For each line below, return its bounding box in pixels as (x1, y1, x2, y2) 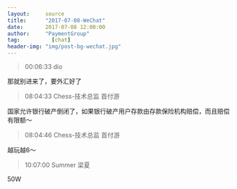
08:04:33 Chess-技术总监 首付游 (24, 92, 120, 100)
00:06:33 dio (24, 63, 63, 71)
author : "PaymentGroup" (7, 30, 90, 37)
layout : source (7, 10, 65, 18)
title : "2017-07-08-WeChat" (7, 17, 106, 24)
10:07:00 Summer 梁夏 (24, 161, 90, 169)
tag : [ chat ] (7, 37, 71, 44)
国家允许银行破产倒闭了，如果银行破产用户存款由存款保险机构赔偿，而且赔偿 (7, 107, 230, 115)
